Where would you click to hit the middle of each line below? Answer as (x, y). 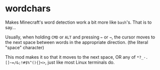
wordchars (28, 9)
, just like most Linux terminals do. (80, 62)
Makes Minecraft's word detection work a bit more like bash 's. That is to (79, 22)
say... (11, 27)
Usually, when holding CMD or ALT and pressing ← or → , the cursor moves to (80, 37)
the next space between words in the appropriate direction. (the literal (77, 42)
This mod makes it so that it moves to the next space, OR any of (70, 57)
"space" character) (25, 47)
